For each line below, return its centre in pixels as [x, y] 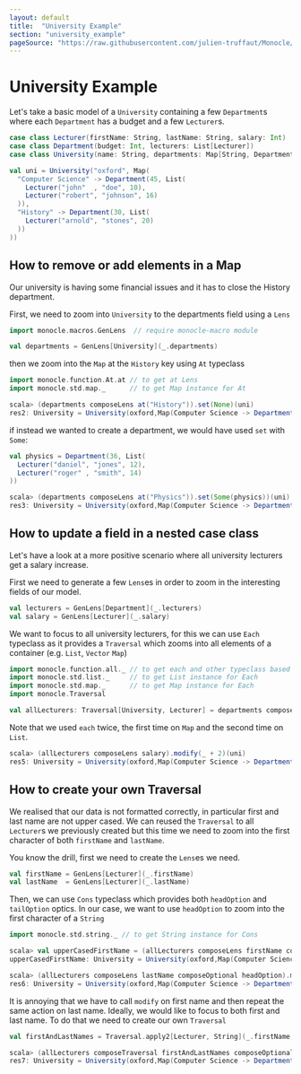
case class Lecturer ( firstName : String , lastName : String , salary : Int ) [148, 138]
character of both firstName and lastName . [87, 840]
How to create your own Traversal [105, 790]
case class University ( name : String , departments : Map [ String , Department [152, 154]
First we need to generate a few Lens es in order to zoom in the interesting [145, 582]
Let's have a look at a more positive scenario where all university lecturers [146, 555]
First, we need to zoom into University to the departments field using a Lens [150, 314]
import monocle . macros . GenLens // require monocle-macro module [133, 330]
